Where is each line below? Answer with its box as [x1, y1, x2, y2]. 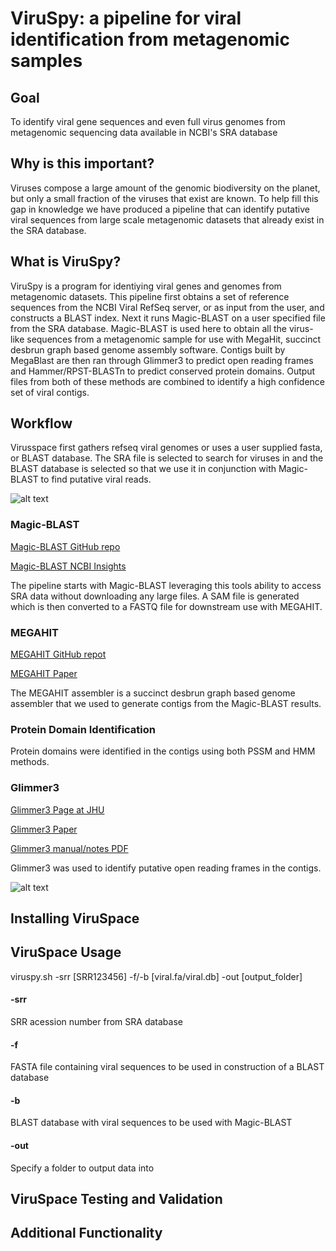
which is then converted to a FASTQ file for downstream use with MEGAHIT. [10, 600, 323, 612]
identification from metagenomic [10, 28, 290, 51]
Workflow [10, 415, 73, 432]
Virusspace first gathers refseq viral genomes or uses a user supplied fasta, [10, 442, 323, 454]
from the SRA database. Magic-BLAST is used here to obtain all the [10, 322, 288, 334]
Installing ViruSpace [10, 910, 140, 927]
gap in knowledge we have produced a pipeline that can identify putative [10, 203, 310, 215]
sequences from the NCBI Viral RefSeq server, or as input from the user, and [10, 301, 325, 313]
